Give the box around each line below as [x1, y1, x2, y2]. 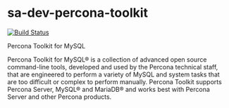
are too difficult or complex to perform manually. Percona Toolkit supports [7, 77, 222, 86]
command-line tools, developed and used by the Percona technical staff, [7, 62, 218, 71]
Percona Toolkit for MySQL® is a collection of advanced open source [7, 55, 207, 64]
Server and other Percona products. [7, 93, 112, 101]
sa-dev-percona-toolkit [7, 5, 149, 21]
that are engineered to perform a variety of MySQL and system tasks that [7, 70, 220, 79]
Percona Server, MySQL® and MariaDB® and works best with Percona [7, 85, 210, 93]
